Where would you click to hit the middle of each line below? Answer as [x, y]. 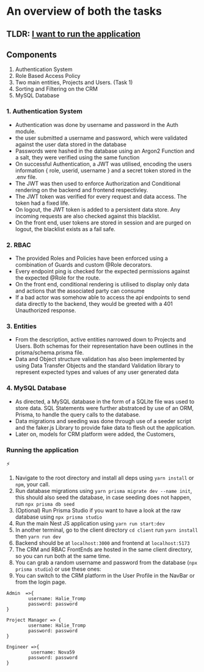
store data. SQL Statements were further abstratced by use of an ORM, [104, 408]
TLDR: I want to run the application [73, 34]
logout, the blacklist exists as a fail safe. [65, 229]
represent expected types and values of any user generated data [97, 372]
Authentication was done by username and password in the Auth [97, 124]
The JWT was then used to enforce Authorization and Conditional [98, 183]
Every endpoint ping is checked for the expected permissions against [103, 271]
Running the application [42, 450]
